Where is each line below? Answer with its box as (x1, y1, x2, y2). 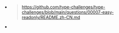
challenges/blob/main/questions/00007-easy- (21, 9, 114, 15)
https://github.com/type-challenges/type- (21, 4, 105, 10)
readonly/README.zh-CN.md (21, 15, 80, 20)
